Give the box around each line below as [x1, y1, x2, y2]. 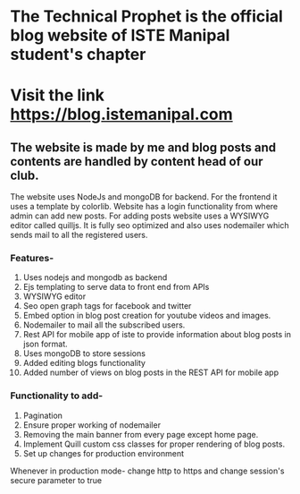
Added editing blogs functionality [22, 358, 146, 369]
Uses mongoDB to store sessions [22, 348, 146, 359]
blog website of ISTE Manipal [10, 25, 230, 46]
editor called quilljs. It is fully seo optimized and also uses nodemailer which [10, 220, 289, 231]
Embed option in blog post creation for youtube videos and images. [22, 311, 271, 321]
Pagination [22, 410, 63, 421]
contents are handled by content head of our [10, 154, 263, 169]
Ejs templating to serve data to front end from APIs [22, 282, 210, 293]
